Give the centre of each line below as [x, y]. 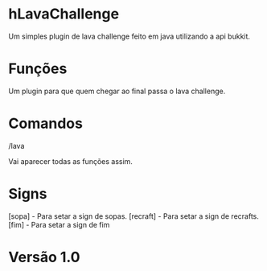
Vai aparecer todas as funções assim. [70, 161]
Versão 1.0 [44, 257]
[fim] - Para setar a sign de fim [59, 224]
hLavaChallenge [64, 14]
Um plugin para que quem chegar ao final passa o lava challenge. [117, 91]
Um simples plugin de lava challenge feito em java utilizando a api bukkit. [129, 36]
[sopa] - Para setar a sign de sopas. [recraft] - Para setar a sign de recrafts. [134, 216]
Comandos [45, 123]
